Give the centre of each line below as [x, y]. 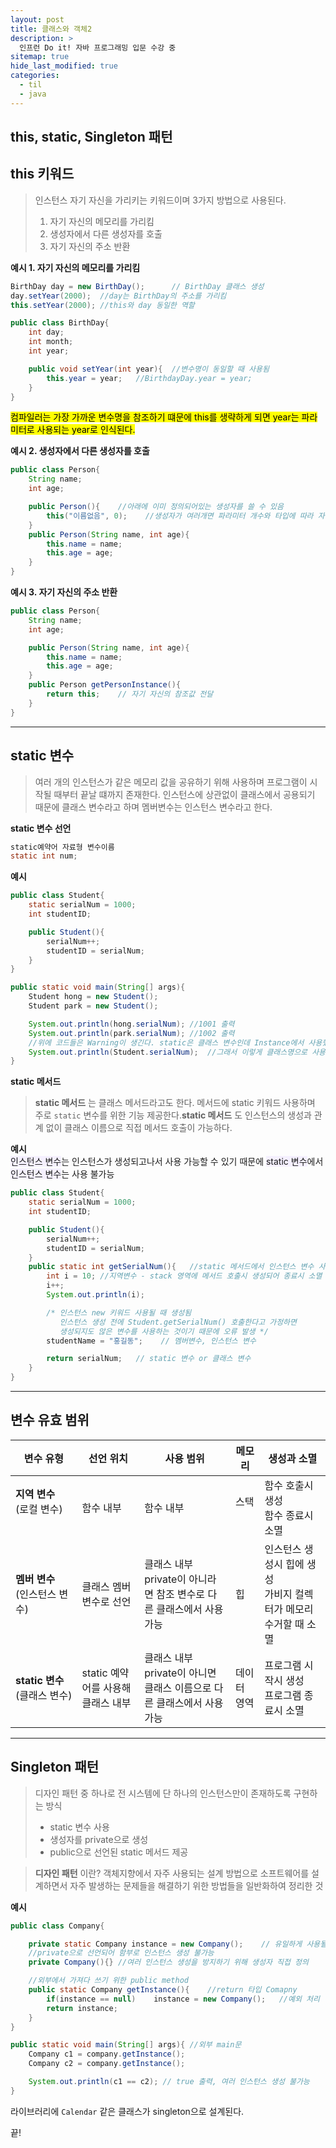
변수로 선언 [106, 1601]
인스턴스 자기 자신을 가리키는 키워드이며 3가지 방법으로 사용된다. [160, 200]
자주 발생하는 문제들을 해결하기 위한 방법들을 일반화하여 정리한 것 [196, 1885]
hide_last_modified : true [64, 66]
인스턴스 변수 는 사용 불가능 [62, 1174]
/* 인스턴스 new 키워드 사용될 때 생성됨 [119, 1312]
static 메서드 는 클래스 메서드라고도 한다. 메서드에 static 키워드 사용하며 [175, 1103]
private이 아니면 [180, 1673]
